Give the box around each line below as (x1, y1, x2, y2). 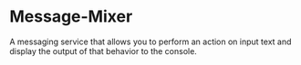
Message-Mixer (9, 6, 133, 27)
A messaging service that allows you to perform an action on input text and (9, 36, 292, 47)
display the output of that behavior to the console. (9, 45, 198, 56)
